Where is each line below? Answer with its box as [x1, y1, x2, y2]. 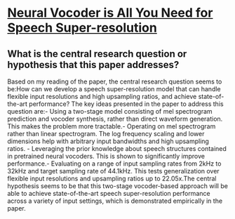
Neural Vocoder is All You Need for [7, 5, 213, 21]
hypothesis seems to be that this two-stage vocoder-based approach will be [7, 182, 228, 190]
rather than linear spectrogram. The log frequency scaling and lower [7, 130, 205, 138]
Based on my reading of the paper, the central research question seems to [7, 77, 222, 86]
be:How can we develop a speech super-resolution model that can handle [7, 85, 221, 93]
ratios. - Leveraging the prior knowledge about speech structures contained [7, 145, 227, 152]
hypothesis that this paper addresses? [7, 58, 180, 71]
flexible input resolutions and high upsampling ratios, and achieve [7, 93, 197, 100]
